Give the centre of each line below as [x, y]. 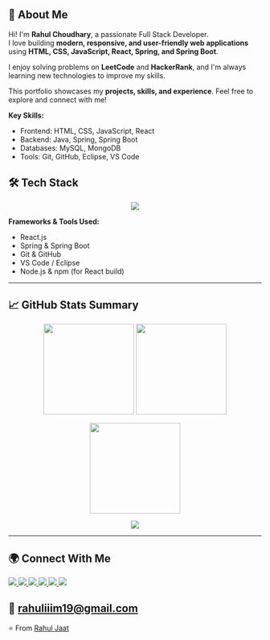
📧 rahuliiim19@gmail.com [73, 608]
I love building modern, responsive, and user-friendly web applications [129, 43]
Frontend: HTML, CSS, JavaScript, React [87, 130]
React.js [33, 237]
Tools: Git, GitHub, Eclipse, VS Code [80, 156]
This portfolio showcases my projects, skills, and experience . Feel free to [131, 91]
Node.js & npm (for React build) [72, 271]
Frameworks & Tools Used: [54, 221]
